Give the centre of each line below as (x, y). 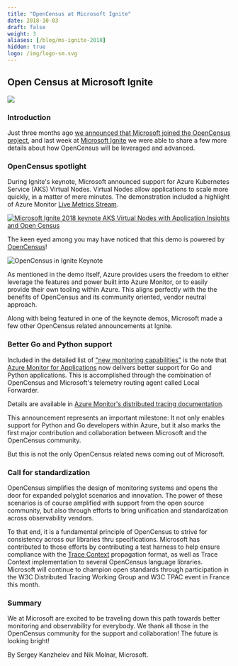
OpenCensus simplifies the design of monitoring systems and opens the (113, 488)
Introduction (29, 117)
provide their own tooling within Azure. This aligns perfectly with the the (112, 290)
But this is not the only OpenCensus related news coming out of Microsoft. (116, 454)
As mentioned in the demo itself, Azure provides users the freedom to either (118, 275)
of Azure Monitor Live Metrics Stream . (63, 204)
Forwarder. (23, 390)
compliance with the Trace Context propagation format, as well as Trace (113, 554)
